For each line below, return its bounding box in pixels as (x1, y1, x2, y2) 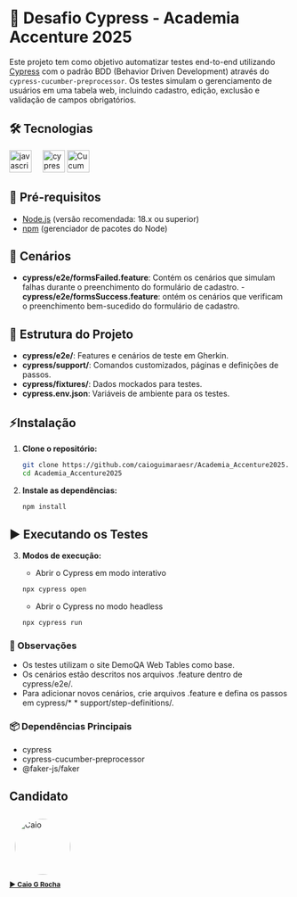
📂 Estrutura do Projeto (9, 326, 133, 342)
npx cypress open (21, 585, 87, 594)
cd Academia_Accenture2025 (21, 468, 123, 478)
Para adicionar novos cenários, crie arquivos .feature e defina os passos (21, 688, 287, 699)
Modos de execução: (21, 550, 102, 561)
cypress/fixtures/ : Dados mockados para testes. (21, 379, 203, 390)
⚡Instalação (9, 415, 76, 431)
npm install (21, 502, 67, 511)
